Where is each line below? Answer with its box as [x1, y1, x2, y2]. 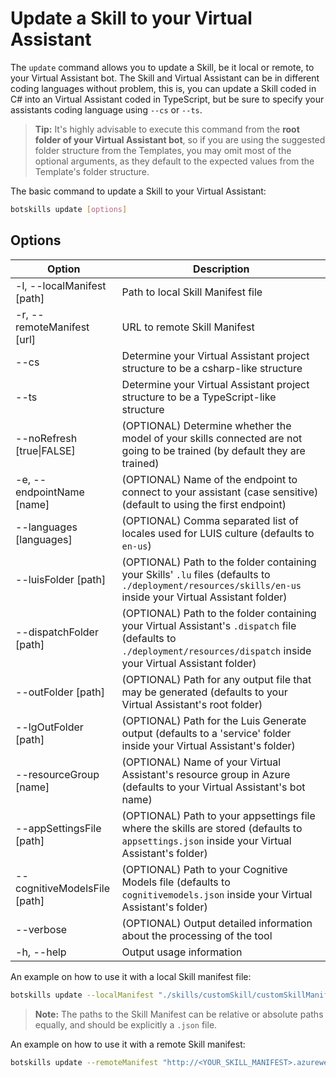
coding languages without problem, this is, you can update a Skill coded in [10, 82, 317, 94]
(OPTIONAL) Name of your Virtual [121, 755, 282, 769]
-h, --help [15, 945, 67, 959]
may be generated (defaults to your [121, 685, 288, 699]
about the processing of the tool [121, 928, 273, 942]
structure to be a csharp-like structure [121, 361, 303, 375]
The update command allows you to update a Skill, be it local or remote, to [10, 61, 315, 73]
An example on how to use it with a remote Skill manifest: [10, 1038, 246, 1050]
